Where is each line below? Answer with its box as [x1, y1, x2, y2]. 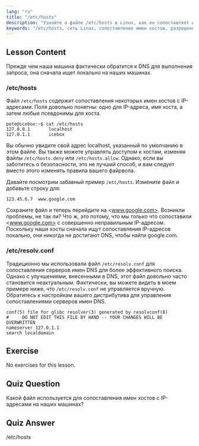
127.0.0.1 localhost [6, 127, 73, 132]
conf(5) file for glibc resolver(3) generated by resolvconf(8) [6, 309, 168, 315]
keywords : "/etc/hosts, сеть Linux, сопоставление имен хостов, [6, 25, 168, 31]
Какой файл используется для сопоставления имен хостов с [6, 395, 160, 402]
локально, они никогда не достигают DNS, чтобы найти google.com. [6, 232, 179, 239]
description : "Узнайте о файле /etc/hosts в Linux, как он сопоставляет [6, 20, 190, 25]
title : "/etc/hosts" [6, 14, 57, 20]
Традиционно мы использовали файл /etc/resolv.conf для [6, 260, 155, 267]
